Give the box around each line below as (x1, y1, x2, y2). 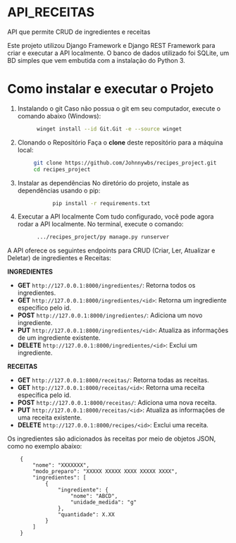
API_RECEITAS (7, 4, 95, 20)
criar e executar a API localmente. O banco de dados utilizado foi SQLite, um (7, 49, 230, 57)
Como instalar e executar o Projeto (7, 81, 214, 97)
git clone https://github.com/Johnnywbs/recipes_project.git (33, 159, 217, 166)
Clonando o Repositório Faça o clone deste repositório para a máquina (17, 138, 223, 147)
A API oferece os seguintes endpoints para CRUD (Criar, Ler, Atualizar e (7, 246, 216, 255)
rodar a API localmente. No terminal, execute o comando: (17, 220, 184, 228)
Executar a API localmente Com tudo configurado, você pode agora (17, 212, 214, 221)
